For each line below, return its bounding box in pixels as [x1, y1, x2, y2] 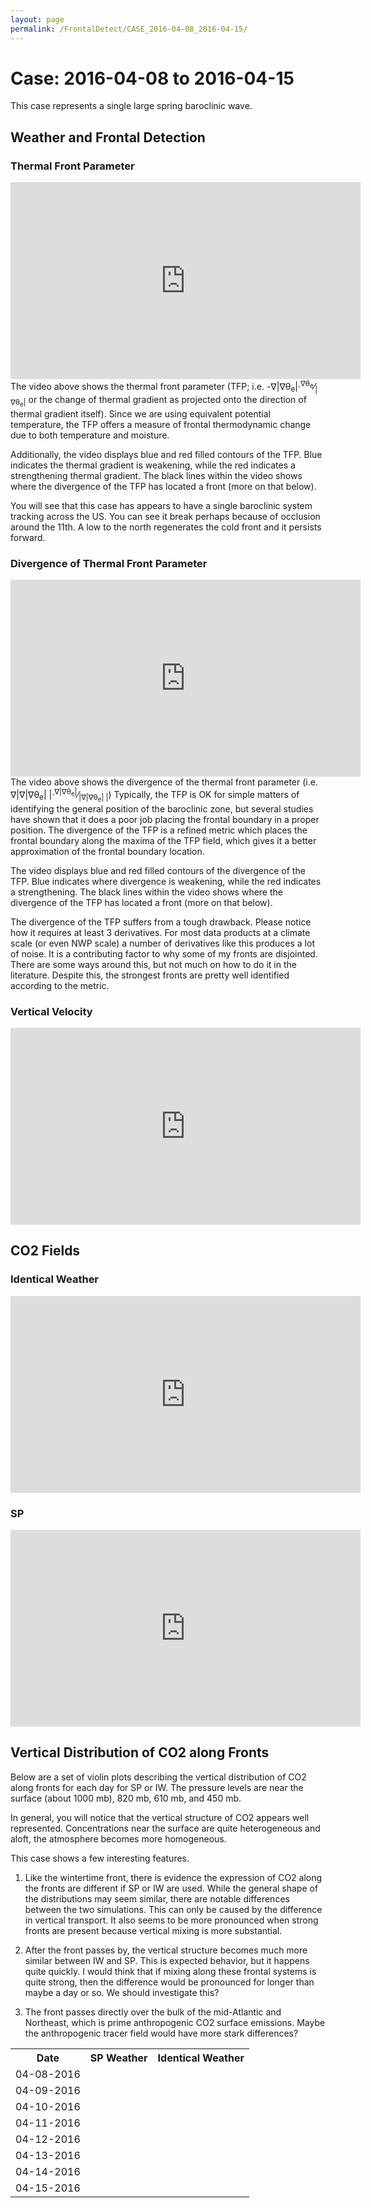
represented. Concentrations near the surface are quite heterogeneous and [10, 1822, 321, 1834]
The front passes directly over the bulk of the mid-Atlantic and [24, 2006, 282, 2018]
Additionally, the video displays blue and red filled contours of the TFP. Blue [10, 448, 323, 460]
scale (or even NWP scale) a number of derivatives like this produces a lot [10, 937, 315, 949]
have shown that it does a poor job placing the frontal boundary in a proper [10, 813, 320, 825]
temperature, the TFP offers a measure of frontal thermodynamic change [10, 418, 312, 430]
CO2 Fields [10, 1242, 81, 1260]
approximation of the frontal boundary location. [10, 845, 205, 857]
